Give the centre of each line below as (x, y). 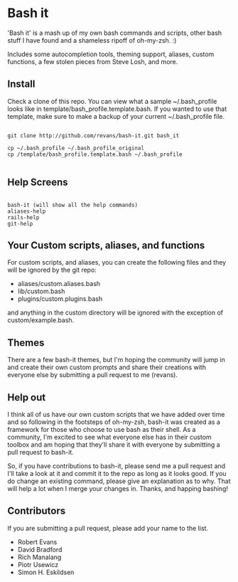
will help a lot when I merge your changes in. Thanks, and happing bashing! (118, 488)
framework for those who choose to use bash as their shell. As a (102, 429)
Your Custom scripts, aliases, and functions (106, 245)
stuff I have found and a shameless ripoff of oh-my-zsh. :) (92, 40)
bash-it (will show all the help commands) (73, 205)
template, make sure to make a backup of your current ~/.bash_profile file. (116, 116)
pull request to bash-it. (41, 452)
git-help (20, 223)
